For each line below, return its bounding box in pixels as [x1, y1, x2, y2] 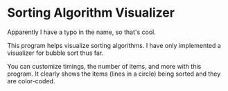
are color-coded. [7, 76, 55, 85]
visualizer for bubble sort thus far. [7, 49, 104, 57]
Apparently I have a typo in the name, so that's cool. [7, 28, 156, 36]
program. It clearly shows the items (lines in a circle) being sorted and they [7, 69, 221, 78]
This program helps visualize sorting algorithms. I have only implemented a [7, 41, 222, 49]
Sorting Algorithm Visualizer [7, 5, 175, 21]
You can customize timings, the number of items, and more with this [7, 62, 202, 70]
